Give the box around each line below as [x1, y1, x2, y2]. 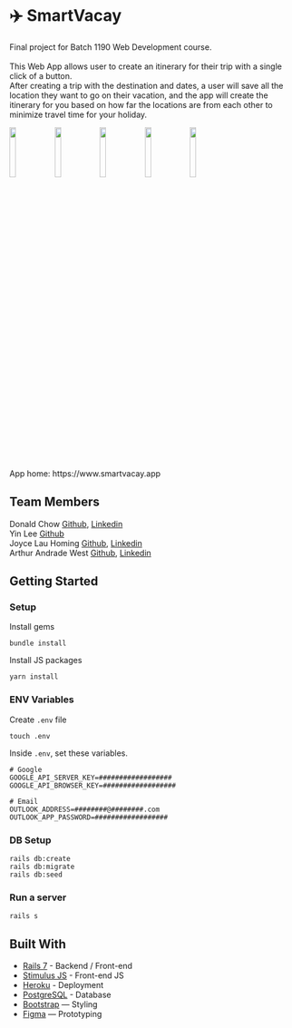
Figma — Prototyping [22, 1009, 102, 1020]
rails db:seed [9, 870, 63, 879]
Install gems [9, 622, 55, 632]
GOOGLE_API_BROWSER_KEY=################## [9, 780, 177, 790]
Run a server [9, 891, 67, 904]
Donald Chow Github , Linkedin [9, 518, 123, 529]
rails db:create [9, 855, 71, 864]
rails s [9, 912, 39, 921]
